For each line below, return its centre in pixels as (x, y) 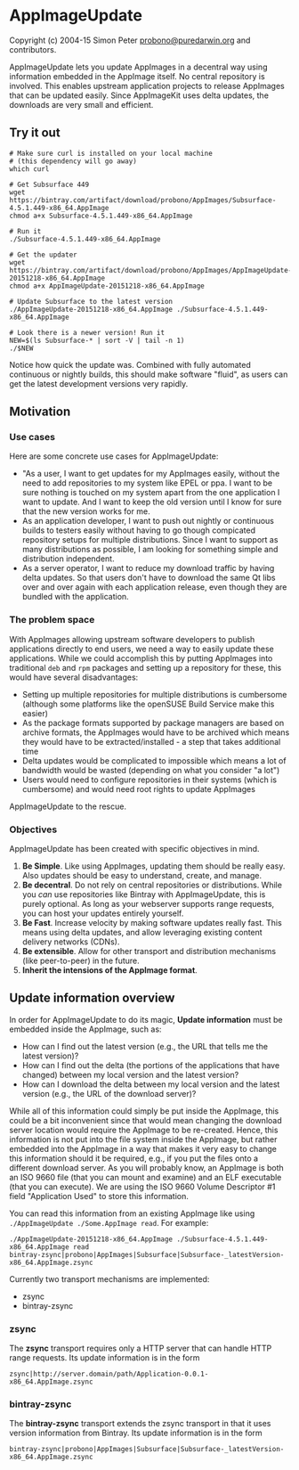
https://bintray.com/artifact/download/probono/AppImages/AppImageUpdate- (151, 270)
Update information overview (92, 998)
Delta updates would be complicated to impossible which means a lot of (154, 760)
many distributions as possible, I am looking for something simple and (150, 550)
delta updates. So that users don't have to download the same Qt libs (149, 578)
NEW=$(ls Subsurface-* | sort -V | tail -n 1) (97, 340)
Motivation (40, 412)
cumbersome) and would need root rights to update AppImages (139, 788)
